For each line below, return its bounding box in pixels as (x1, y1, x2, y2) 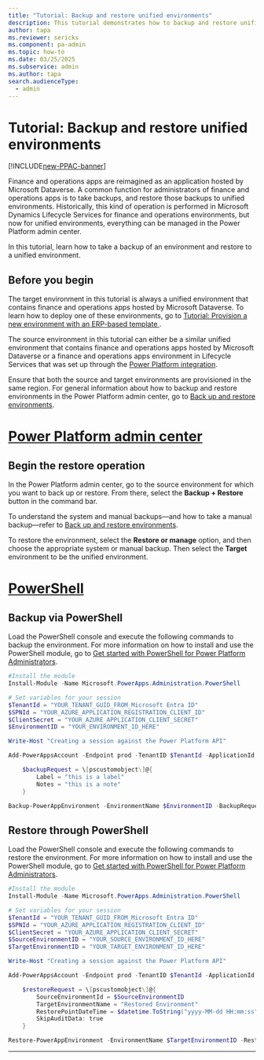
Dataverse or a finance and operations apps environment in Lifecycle (8, 351, 232, 361)
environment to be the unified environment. (8, 552, 148, 562)
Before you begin (8, 273, 94, 287)
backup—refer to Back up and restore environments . (8, 521, 178, 530)
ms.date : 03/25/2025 (8, 56, 76, 64)
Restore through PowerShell (8, 824, 149, 837)
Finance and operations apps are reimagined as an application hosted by (8, 176, 244, 186)
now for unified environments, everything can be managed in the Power (8, 218, 240, 228)
